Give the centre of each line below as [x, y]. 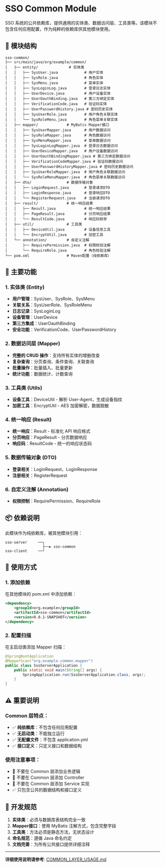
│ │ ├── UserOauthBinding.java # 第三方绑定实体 [60, 99]
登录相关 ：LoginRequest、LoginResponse [55, 469]
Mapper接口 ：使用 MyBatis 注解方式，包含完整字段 [64, 826]
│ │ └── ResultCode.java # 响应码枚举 [56, 219]
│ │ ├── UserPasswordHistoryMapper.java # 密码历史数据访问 [69, 167]
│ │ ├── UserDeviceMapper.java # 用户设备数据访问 [62, 151]
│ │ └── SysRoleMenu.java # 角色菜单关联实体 [62, 119]
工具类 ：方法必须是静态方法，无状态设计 [53, 832]
